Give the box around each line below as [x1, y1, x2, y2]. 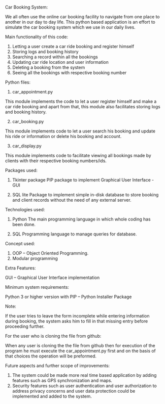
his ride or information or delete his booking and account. [5, 134, 122, 139]
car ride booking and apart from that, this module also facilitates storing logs [5, 104, 161, 109]
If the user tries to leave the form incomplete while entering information [5, 313, 150, 318]
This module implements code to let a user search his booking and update [5, 128, 156, 134]
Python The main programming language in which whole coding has [12, 216, 151, 222]
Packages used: [5, 168, 38, 173]
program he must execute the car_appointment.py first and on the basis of [5, 348, 156, 354]
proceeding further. [5, 323, 45, 329]
